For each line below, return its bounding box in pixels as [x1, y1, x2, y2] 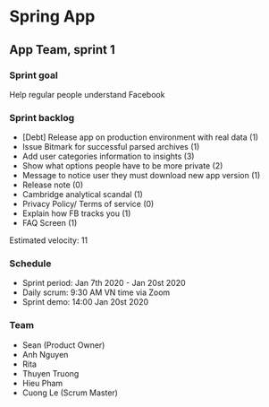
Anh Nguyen [21, 349, 69, 359]
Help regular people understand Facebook [9, 89, 165, 100]
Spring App [9, 6, 96, 27]
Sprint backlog [9, 111, 75, 124]
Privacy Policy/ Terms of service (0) [21, 199, 155, 210]
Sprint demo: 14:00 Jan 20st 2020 [21, 297, 149, 307]
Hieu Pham [21, 377, 63, 388]
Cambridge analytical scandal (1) [21, 189, 143, 200]
